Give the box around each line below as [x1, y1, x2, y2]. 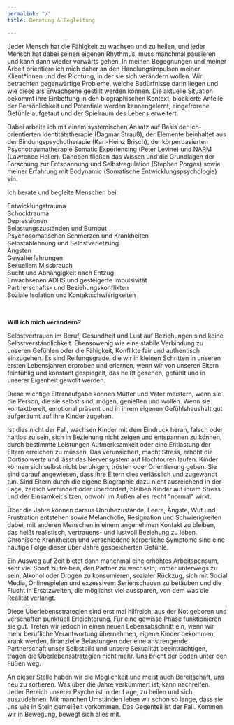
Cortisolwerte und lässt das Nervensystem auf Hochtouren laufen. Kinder [7, 455, 219, 464]
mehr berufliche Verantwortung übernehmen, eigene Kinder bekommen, [7, 629, 215, 638]
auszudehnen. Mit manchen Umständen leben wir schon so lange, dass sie [7, 695, 224, 703]
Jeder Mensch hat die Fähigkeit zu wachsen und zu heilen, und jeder [7, 42, 206, 50]
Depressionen [7, 216, 47, 224]
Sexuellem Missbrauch [7, 261, 73, 269]
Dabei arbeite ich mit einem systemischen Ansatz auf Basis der [7, 122, 189, 131]
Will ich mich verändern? [7, 317, 82, 326]
